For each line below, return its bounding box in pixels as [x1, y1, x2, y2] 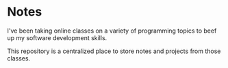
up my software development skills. [7, 33, 107, 41]
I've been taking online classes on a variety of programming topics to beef [7, 27, 217, 35]
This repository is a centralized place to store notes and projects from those [7, 47, 221, 55]
